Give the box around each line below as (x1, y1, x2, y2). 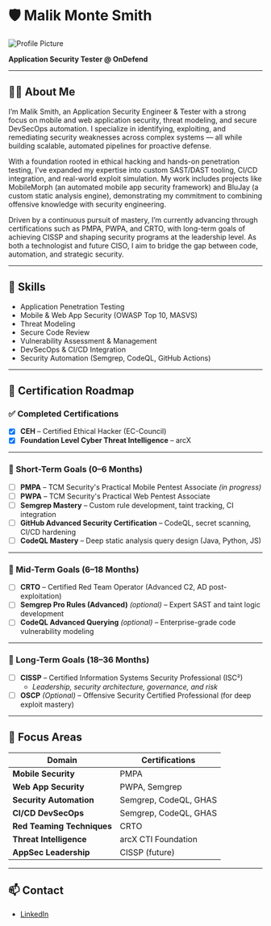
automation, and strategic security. (8, 249, 124, 259)
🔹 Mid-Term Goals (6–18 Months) (8, 564, 140, 575)
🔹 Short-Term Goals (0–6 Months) (8, 464, 143, 475)
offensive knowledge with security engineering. (8, 199, 167, 209)
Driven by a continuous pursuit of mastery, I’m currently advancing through (8, 215, 258, 224)
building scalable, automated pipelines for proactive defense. (8, 140, 212, 150)
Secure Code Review (19, 327, 90, 337)
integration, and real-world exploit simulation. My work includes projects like (8, 173, 262, 183)
